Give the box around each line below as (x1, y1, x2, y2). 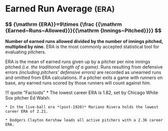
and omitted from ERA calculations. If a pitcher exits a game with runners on (5, 74, 163, 80)
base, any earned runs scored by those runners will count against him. (5, 80, 151, 86)
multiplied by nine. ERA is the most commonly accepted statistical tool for (5, 43, 159, 50)
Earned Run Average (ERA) (5, 3, 115, 14)
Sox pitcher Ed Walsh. (5, 95, 51, 101)
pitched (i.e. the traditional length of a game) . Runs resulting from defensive (5, 64, 163, 70)
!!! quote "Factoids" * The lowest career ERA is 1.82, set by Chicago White (5, 89, 158, 95)
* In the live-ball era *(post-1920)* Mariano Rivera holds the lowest (5, 104, 158, 110)
